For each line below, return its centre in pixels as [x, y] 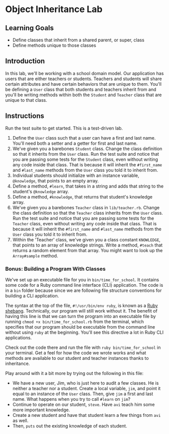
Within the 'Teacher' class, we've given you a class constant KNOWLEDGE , [87, 239]
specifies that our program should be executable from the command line [80, 327]
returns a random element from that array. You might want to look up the [88, 250]
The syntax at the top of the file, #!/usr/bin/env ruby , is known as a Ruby [82, 305]
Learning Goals [30, 28]
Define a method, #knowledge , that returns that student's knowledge [82, 197]
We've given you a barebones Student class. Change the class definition [87, 148]
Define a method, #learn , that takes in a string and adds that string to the [88, 186]
